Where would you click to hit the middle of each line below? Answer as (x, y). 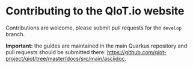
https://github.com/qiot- (136, 52)
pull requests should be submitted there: (56, 52)
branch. (15, 34)
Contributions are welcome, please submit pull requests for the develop (94, 28)
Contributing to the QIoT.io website (95, 11)
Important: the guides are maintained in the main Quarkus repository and (96, 46)
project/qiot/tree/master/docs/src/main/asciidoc (65, 58)
